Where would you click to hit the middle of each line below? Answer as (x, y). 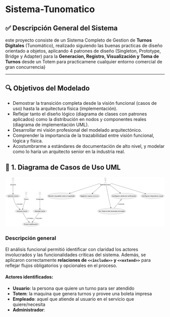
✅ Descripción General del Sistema (61, 28)
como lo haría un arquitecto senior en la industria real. (69, 151)
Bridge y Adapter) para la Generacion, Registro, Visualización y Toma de (82, 56)
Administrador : (29, 309)
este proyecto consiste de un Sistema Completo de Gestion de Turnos (79, 40)
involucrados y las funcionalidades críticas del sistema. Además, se (76, 255)
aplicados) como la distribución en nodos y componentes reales (79, 119)
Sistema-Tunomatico (50, 9)
